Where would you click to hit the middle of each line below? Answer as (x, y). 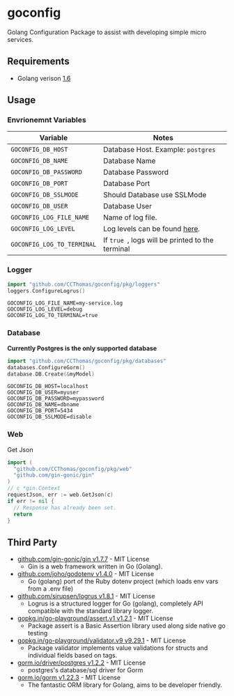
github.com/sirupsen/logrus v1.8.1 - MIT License (86, 596)
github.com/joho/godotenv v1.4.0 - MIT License (86, 574)
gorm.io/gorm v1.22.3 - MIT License (69, 678)
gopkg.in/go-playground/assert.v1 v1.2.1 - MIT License (95, 619)
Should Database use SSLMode (155, 195)
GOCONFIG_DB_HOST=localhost (48, 387)
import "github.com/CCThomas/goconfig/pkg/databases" (87, 361)
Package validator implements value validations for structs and (118, 648)
